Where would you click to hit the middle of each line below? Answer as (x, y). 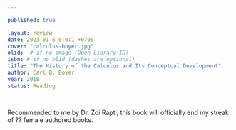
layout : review (30, 33)
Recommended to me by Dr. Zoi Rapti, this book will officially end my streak (118, 112)
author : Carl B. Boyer (41, 72)
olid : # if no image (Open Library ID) (68, 53)
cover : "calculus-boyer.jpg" (51, 46)
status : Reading (31, 86)
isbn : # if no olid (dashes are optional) (71, 60)
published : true (31, 20)
